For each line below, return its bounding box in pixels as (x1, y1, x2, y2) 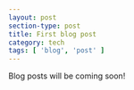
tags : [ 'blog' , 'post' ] (8, 46, 105, 55)
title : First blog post (8, 29, 97, 38)
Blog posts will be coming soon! (8, 70, 126, 81)
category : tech (8, 37, 65, 47)
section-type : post (8, 21, 81, 30)
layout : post (8, 12, 57, 22)
